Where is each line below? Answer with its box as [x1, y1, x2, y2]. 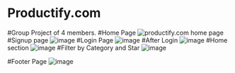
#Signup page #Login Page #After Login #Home [7, 35, 228, 44]
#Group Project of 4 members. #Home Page [7, 28, 137, 37]
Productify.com [7, 5, 101, 21]
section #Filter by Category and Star [7, 43, 140, 52]
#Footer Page [7, 57, 47, 65]
